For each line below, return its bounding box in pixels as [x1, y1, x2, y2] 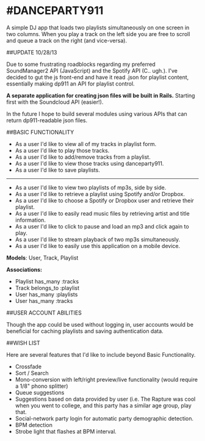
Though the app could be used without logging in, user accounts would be [6, 321, 194, 328]
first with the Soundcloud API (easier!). [6, 98, 104, 106]
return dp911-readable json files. [6, 117, 88, 124]
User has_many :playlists [15, 291, 78, 298]
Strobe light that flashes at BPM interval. [15, 428, 117, 435]
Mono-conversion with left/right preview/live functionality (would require [15, 376, 198, 383]
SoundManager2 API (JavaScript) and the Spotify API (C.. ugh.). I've [6, 67, 178, 74]
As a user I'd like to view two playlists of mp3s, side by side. [15, 184, 167, 191]
